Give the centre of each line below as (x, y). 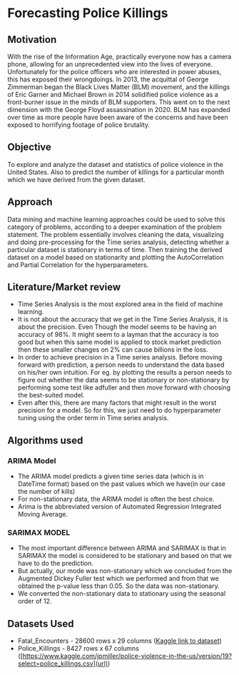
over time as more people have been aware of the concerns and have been (118, 117)
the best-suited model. (51, 395)
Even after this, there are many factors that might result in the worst (117, 403)
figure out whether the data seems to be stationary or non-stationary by (123, 380)
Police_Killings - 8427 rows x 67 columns (78, 649)
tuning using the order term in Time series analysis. (93, 418)
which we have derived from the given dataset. (76, 179)
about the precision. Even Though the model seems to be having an (117, 327)
